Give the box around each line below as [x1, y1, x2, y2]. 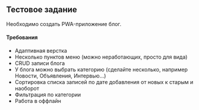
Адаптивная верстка [14, 47, 67, 54]
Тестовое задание [6, 5, 77, 15]
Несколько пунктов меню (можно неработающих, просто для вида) [14, 53, 188, 61]
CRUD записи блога [14, 60, 65, 67]
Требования [6, 34, 38, 41]
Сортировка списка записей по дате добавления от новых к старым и [14, 79, 194, 86]
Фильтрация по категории [14, 91, 81, 98]
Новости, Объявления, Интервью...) [14, 72, 106, 79]
